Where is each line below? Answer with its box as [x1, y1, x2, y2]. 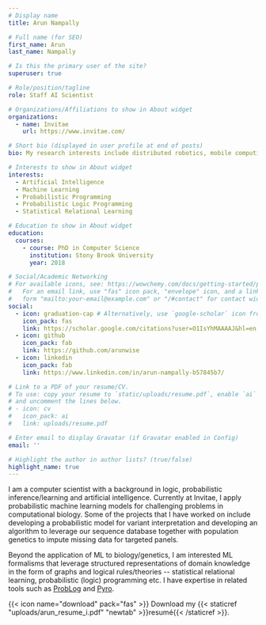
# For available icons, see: [8, 280, 104, 289]
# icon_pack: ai [8, 412, 69, 420]
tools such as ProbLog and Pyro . [8, 584, 115, 593]
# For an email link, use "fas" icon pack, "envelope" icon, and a [8, 288, 243, 296]
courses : [15, 237, 44, 244]
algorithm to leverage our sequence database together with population [8, 527, 239, 536]
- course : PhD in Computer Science [22, 244, 140, 252]
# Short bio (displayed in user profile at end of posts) [8, 142, 203, 150]
